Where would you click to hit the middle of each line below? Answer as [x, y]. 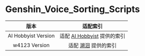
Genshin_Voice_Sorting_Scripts [72, 9]
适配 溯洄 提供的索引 [92, 45]
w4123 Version [31, 45]
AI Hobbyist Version [31, 35]
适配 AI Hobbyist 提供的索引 [92, 36]
